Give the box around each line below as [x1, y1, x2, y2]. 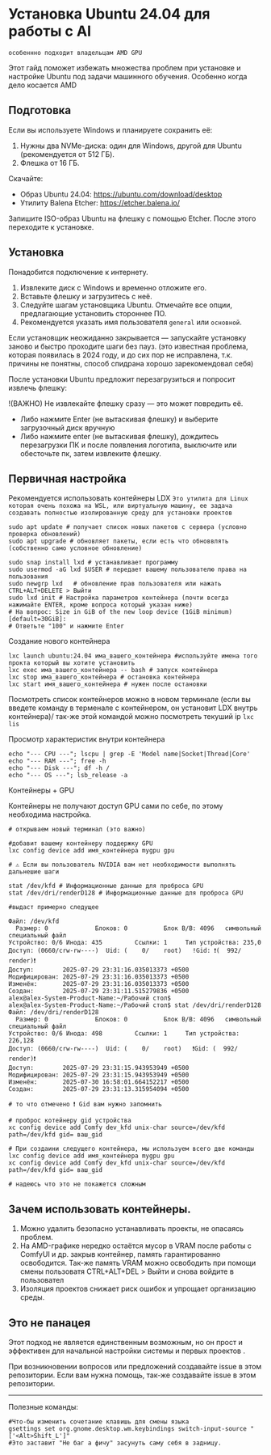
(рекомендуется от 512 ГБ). [19, 149, 115, 159]
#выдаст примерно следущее [8, 903, 99, 911]
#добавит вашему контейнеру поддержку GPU [8, 840, 153, 848]
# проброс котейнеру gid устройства [8, 1117, 131, 1125]
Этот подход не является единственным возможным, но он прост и [8, 1338, 244, 1347]
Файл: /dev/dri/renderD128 [8, 1009, 99, 1017]
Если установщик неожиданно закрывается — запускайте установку [8, 332, 247, 342]
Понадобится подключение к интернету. [8, 267, 149, 277]
